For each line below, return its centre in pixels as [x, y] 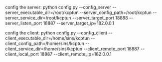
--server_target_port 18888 [100, 18]
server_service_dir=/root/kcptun [38, 18]
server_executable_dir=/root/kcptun [42, 12]
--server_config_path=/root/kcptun [116, 12]
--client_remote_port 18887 [111, 49]
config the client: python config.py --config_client [56, 33]
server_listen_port [24, 23]
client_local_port [22, 54]
